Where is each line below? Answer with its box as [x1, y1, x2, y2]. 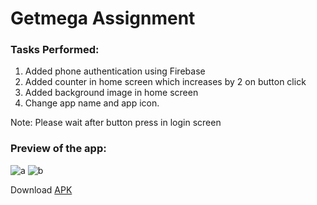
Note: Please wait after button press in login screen [10, 117, 222, 129]
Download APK [10, 183, 73, 196]
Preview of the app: [10, 142, 107, 156]
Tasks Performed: [10, 43, 100, 57]
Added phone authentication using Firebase [24, 65, 206, 77]
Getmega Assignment [10, 7, 196, 30]
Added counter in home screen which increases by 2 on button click [24, 76, 307, 88]
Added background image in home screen [24, 87, 199, 99]
